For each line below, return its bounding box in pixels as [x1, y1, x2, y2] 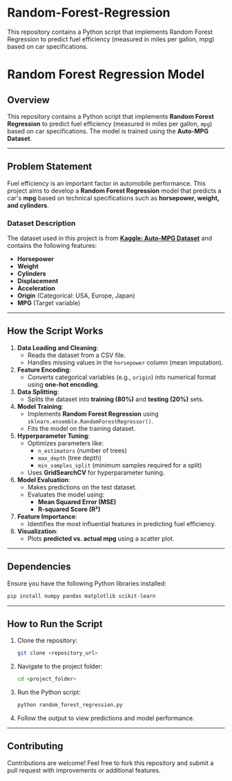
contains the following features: [7, 242, 97, 250]
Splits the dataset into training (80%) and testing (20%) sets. [27, 395, 204, 403]
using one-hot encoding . [27, 380, 100, 388]
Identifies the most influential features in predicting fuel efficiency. [27, 519, 216, 528]
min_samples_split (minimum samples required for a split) [37, 461, 202, 469]
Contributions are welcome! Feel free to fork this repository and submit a [7, 758, 214, 767]
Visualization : [17, 527, 58, 535]
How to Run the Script [7, 618, 104, 630]
